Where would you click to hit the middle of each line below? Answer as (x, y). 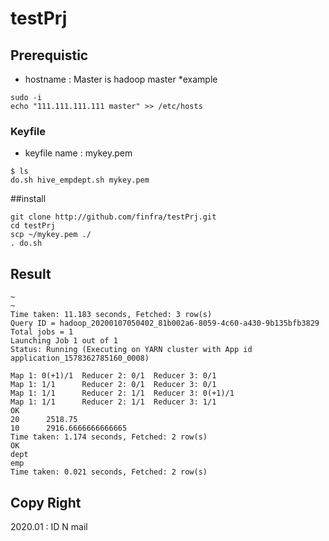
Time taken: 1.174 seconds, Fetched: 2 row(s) (109, 437)
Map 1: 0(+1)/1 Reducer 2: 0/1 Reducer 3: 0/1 (113, 376)
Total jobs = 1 (42, 332)
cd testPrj (33, 226)
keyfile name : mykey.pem (78, 153)
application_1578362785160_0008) (80, 358)
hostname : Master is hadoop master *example (121, 79)
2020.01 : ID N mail (49, 526)
